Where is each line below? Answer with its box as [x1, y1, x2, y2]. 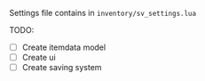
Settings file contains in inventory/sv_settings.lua [9, 8, 197, 18]
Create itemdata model [21, 42, 106, 53]
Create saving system [21, 62, 102, 73]
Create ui [21, 53, 56, 63]
